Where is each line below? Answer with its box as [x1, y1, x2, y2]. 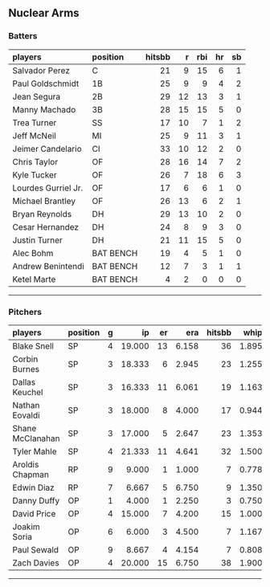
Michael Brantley [12, 195, 76, 206]
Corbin [12, 353, 39, 365]
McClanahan [12, 433, 60, 444]
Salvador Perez [12, 64, 70, 75]
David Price [12, 508, 56, 519]
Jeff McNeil [12, 130, 56, 141]
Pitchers [8, 306, 43, 317]
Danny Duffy [12, 495, 60, 506]
